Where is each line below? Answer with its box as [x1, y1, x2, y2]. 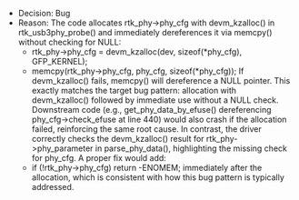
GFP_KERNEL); [31, 56, 88, 66]
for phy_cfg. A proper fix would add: [31, 153, 166, 163]
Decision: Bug [17, 8, 71, 18]
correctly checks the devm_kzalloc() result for [31, 134, 204, 144]
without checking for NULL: [17, 36, 122, 47]
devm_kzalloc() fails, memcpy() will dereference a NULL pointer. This [31, 75, 291, 85]
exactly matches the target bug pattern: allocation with [31, 85, 237, 95]
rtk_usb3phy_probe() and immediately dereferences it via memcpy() [17, 27, 273, 37]
